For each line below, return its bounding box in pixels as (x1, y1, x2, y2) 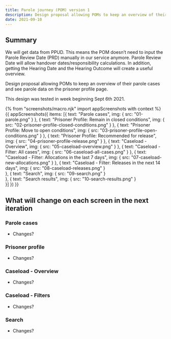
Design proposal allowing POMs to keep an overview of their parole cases (5, 81, 160, 87)
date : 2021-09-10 (5, 17, 42, 22)
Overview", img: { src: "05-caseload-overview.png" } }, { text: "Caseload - (5, 143, 161, 150)
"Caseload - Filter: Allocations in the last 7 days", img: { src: (5, 155, 130, 161)
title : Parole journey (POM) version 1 (5, 7, 90, 13)
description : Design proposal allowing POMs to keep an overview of (5, 12, 154, 17)
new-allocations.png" (5, 160, 51, 166)
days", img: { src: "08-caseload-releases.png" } (5, 165, 105, 171)
